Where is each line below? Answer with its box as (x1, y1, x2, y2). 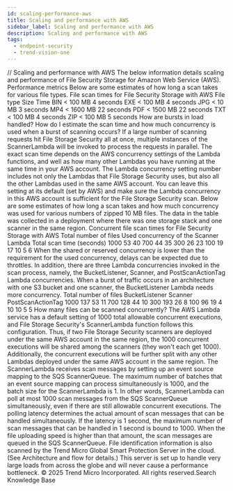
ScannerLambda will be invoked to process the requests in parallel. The (7, 142, 212, 151)
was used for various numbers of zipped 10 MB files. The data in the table (7, 209, 219, 217)
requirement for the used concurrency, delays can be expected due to (7, 253, 209, 262)
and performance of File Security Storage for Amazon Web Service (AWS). (7, 75, 221, 84)
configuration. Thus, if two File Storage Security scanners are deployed (7, 327, 212, 335)
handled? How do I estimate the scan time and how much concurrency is (7, 120, 216, 128)
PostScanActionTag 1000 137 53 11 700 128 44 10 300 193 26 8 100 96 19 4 (7, 298, 223, 306)
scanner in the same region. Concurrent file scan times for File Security (7, 224, 212, 232)
